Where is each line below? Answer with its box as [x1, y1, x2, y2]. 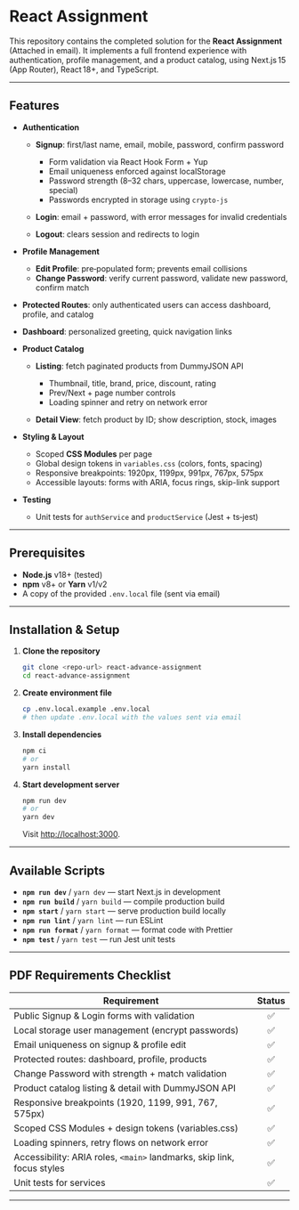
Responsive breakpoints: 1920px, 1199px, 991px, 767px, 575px [35, 467, 264, 478]
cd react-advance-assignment [21, 671, 131, 680]
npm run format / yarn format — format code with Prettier [21, 924, 233, 935]
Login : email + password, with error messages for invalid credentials [35, 211, 287, 222]
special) [48, 184, 78, 195]
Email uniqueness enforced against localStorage [48, 166, 226, 176]
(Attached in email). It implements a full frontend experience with [9, 45, 247, 55]
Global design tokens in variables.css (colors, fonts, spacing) [35, 458, 263, 468]
